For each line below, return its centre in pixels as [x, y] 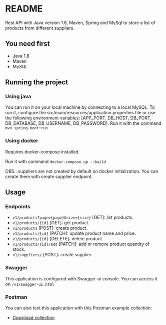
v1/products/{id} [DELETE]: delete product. [58, 239]
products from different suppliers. [40, 28]
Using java [18, 97]
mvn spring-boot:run [27, 128]
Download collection [33, 318]
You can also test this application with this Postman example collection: [79, 308]
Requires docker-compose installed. [42, 151]
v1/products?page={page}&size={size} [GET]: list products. [73, 217]
